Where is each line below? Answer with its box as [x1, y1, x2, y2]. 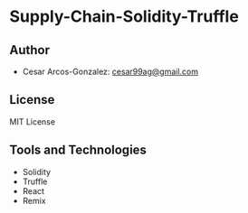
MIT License [9, 116, 56, 127]
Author [9, 42, 50, 58]
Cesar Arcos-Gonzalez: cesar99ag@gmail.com [22, 66, 199, 77]
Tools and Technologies [9, 143, 148, 158]
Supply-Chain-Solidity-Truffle [9, 6, 240, 27]
